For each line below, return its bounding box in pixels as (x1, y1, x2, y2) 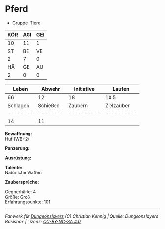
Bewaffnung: (5, 130, 32, 136)
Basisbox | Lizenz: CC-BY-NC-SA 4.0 (5, 218, 81, 224)
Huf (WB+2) (5, 136, 29, 142)
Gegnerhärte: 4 (5, 188, 36, 195)
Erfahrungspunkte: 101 (5, 199, 51, 205)
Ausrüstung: (5, 155, 32, 161)
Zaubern (68, 102, 88, 109)
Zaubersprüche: (5, 179, 39, 185)
